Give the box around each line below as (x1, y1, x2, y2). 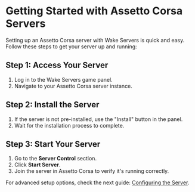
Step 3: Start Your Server (5, 139, 101, 149)
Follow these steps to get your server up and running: (5, 43, 138, 50)
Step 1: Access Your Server (5, 60, 109, 70)
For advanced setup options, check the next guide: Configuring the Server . (5, 179, 190, 186)
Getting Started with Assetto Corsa (5, 4, 183, 18)
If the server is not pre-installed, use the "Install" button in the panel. (14, 115, 183, 123)
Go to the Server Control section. (14, 155, 97, 162)
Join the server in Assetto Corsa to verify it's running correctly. (14, 168, 169, 175)
